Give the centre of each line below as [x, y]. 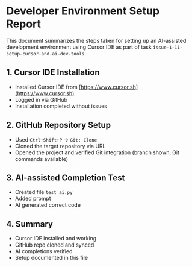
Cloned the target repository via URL [60, 146]
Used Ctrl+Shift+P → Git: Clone [56, 139]
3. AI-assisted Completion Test [66, 177]
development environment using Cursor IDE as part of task [79, 47]
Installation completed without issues [61, 106]
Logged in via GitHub [41, 99]
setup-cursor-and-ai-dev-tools [45, 54]
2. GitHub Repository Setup [59, 125]
